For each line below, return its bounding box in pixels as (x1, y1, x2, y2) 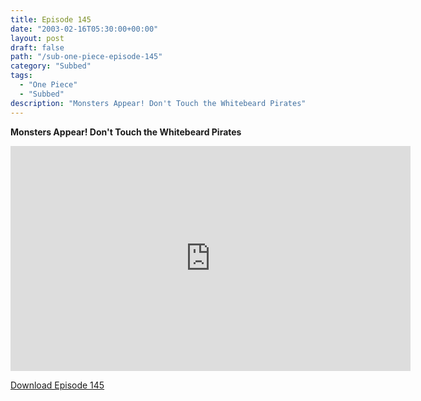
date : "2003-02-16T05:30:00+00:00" (10, 24, 159, 34)
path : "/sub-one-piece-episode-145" (10, 52, 163, 62)
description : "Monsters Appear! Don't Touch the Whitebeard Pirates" (10, 98, 307, 108)
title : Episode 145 (10, 14, 92, 25)
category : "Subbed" (10, 61, 92, 71)
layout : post (10, 33, 65, 43)
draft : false (10, 42, 65, 53)
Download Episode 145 (10, 379, 105, 391)
